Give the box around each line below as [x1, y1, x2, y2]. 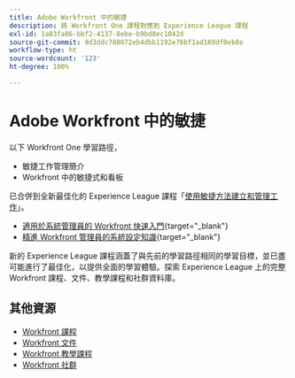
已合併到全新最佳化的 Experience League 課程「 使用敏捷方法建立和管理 [9, 190, 271, 201]
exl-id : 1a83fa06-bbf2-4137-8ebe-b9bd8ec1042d [9, 29, 184, 38]
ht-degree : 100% [9, 63, 69, 72]
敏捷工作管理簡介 [21, 160, 85, 171]
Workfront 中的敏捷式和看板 [21, 172, 124, 182]
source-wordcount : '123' [9, 54, 101, 63]
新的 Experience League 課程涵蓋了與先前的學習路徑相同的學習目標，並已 [9, 250, 279, 261]
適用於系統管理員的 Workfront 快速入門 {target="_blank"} [21, 220, 229, 231]
